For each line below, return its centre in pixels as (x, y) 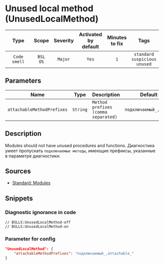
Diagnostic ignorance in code (41, 212)
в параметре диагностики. (33, 156)
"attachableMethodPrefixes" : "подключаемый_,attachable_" (74, 254)
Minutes (117, 37)
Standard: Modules (31, 183)
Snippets (19, 198)
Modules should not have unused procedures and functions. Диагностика (80, 145)
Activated (91, 34)
